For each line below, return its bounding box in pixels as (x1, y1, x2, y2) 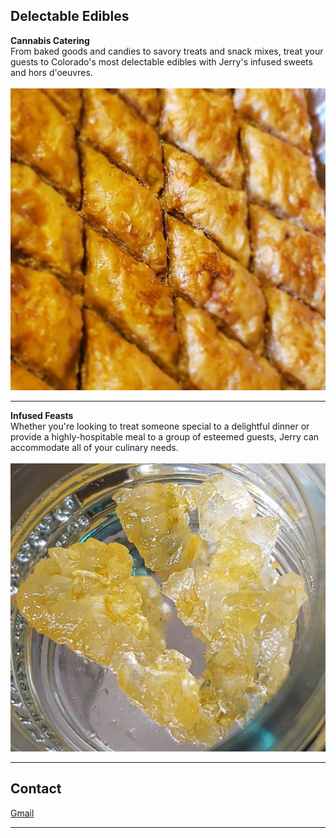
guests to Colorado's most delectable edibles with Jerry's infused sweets (10, 55, 313, 68)
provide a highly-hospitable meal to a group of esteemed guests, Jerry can (10, 430, 320, 443)
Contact (10, 780, 62, 798)
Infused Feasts (10, 409, 74, 421)
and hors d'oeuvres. (10, 66, 93, 78)
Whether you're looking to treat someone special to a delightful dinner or (10, 420, 310, 432)
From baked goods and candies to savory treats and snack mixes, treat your (10, 45, 324, 57)
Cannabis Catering (10, 34, 90, 46)
